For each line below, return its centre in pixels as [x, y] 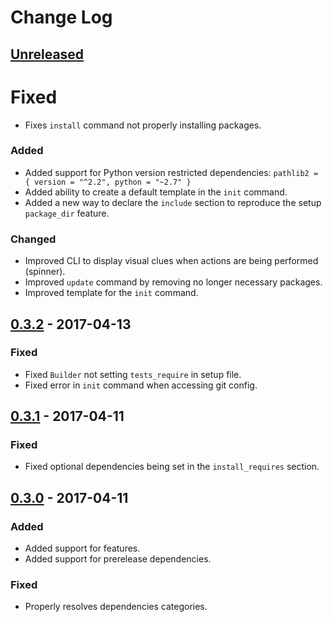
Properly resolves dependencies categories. [116, 607]
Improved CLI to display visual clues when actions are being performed [171, 261]
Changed [33, 239]
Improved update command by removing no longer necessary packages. [173, 282]
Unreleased [47, 54]
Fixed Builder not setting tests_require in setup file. [133, 374]
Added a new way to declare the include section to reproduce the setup [173, 202]
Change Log [61, 17]
